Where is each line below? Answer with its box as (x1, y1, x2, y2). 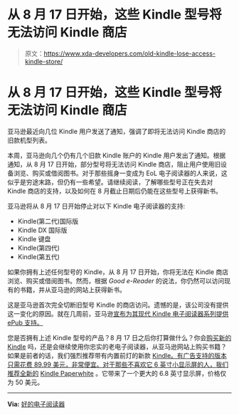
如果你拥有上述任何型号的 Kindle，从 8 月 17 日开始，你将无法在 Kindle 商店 (7, 268, 229, 276)
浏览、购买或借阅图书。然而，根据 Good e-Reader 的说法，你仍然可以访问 (7, 276, 225, 285)
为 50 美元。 (7, 378, 44, 387)
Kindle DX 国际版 (17, 226, 68, 234)
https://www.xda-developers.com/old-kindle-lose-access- (43, 49, 216, 58)
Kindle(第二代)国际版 (17, 216, 79, 225)
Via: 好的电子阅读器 (7, 399, 65, 408)
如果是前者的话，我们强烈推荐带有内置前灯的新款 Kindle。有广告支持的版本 (7, 351, 228, 359)
